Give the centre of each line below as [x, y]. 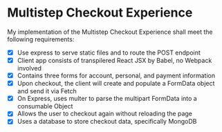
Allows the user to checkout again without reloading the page [104, 114]
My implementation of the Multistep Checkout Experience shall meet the [110, 32]
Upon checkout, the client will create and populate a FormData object [116, 84]
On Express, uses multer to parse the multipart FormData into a [107, 99]
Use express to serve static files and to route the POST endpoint [109, 53]
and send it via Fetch [47, 91]
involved [29, 68]
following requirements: [41, 39]
